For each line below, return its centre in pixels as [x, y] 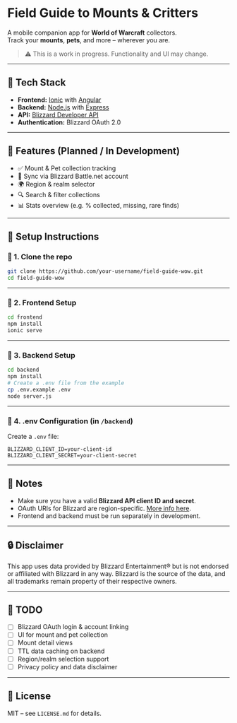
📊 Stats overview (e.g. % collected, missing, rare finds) [98, 205]
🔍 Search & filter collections [59, 194]
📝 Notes [25, 484]
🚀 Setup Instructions [53, 236]
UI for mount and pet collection [62, 635]
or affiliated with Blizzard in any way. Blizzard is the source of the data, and [116, 573]
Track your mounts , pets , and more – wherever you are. [89, 40]
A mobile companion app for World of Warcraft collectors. [92, 33]
